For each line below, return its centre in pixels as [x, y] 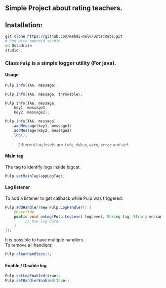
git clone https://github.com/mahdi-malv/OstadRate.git [64, 37]
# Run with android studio [33, 41]
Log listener [18, 187]
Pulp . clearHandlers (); [28, 254]
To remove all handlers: [29, 245]
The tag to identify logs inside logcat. [43, 167]
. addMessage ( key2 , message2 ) [41, 130]
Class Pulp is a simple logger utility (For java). [61, 63]
